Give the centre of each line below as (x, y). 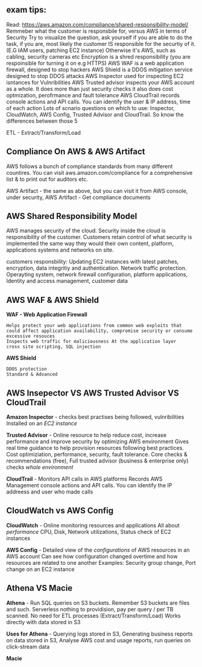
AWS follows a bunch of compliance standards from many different (90, 166)
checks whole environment (40, 467)
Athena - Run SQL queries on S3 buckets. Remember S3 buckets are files (98, 603)
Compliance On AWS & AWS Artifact (76, 151)
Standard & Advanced (32, 374)
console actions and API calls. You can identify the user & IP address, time (99, 102)
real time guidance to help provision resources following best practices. (95, 448)
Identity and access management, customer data (67, 281)
